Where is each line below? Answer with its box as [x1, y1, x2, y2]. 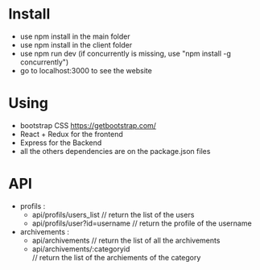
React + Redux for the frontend [19, 129, 123, 139]
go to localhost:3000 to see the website [19, 65, 153, 75]
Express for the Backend [19, 138, 102, 147]
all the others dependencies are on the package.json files [19, 146, 211, 156]
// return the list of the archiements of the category [31, 252, 201, 262]
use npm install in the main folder [19, 31, 130, 41]
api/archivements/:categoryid [31, 243, 130, 254]
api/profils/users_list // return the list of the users [31, 210, 195, 219]
